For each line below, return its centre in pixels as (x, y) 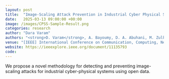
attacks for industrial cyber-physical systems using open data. (86, 71)
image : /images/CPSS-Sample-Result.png (47, 24)
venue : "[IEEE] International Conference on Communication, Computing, (82, 42)
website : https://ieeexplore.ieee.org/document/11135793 (66, 47)
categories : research (28, 28)
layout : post (19, 10)
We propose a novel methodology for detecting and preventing (70, 66)
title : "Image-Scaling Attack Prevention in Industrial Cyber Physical (83, 14)
